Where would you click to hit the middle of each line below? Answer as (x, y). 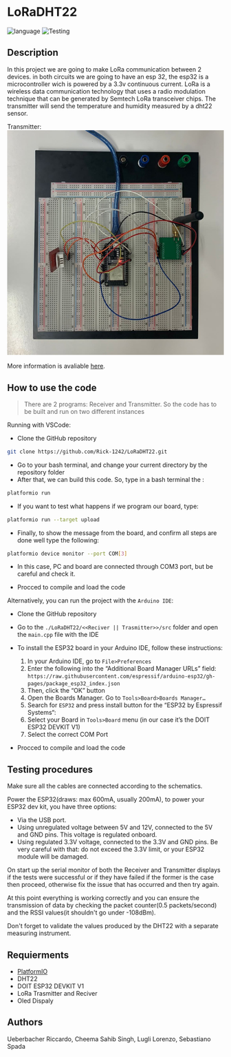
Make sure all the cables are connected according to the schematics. (105, 786)
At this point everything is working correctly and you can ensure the (103, 898)
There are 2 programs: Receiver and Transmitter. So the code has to (120, 404)
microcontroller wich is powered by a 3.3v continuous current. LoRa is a (109, 84)
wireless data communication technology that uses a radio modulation (107, 91)
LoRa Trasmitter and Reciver (57, 994)
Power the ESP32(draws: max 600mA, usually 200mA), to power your (106, 799)
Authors (25, 1022)
